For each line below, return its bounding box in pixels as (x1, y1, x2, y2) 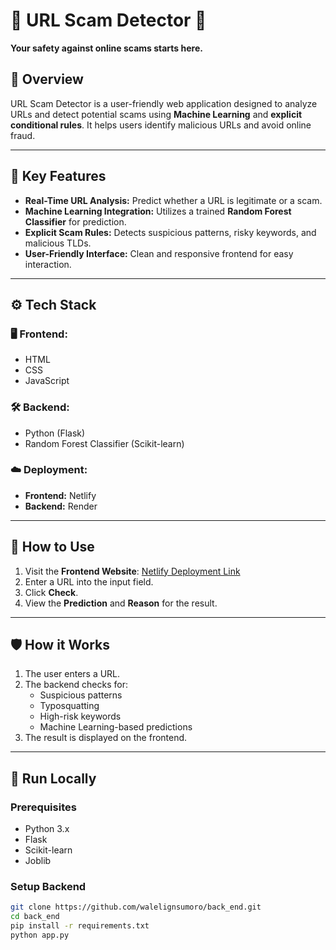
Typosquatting (39, 700, 100, 712)
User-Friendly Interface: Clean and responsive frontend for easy (24, 247, 294, 259)
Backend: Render (24, 500, 98, 512)
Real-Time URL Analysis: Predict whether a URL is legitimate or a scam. (24, 194, 323, 206)
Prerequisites (10, 800, 77, 814)
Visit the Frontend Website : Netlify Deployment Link (24, 565, 241, 577)
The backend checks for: (24, 679, 129, 691)
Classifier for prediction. (24, 215, 127, 228)
